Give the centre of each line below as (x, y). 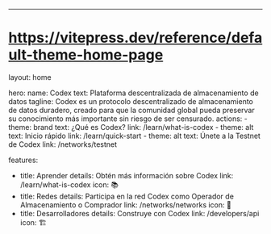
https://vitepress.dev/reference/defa (135, 38)
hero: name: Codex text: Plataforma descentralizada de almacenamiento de (134, 93)
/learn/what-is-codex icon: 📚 (69, 184)
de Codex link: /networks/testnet (63, 144)
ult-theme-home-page (86, 55)
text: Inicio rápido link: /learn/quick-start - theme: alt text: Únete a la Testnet (134, 136)
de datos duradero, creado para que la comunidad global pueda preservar (132, 110)
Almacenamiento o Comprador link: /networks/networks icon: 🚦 (125, 205)
